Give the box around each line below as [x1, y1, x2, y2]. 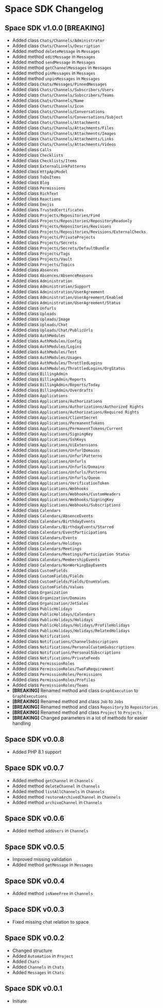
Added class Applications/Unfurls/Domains [12, 463, 105, 470]
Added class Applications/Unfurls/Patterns [12, 469, 107, 475]
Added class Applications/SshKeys [12, 436, 86, 442]
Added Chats [12, 958, 40, 964]
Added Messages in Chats [12, 969, 64, 975]
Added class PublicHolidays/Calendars [12, 611, 96, 617]
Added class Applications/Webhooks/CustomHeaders [12, 491, 121, 497]
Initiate [12, 998, 27, 1004]
